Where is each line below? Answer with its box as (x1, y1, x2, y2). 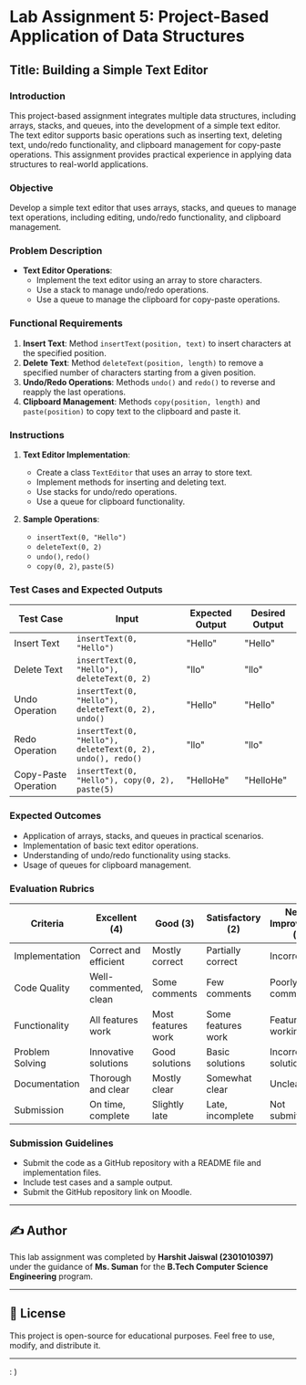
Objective (9, 181, 54, 194)
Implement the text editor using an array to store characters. (36, 275, 262, 286)
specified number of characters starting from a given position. (22, 367, 257, 378)
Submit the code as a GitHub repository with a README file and (22, 1158, 261, 1169)
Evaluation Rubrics (9, 882, 95, 895)
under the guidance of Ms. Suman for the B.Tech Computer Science (9, 1262, 269, 1273)
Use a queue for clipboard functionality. (36, 496, 186, 508)
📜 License (9, 1306, 66, 1321)
